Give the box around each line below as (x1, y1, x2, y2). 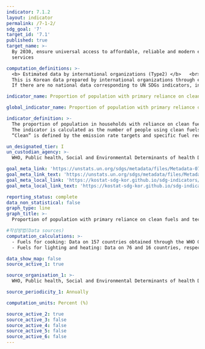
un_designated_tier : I (6, 143, 64, 149)
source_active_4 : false (6, 322, 67, 328)
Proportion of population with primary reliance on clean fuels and (12, 217, 190, 223)
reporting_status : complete (6, 193, 78, 200)
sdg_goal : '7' (6, 26, 43, 32)
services (12, 54, 34, 60)
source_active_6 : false (6, 334, 67, 340)
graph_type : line (6, 205, 51, 211)
